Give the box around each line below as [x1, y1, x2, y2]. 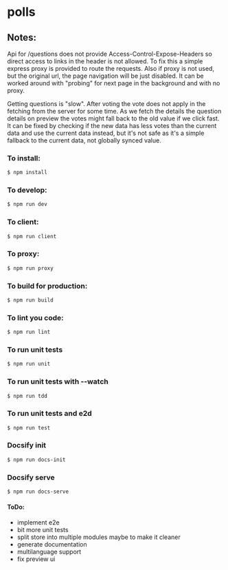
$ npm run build [7, 297, 54, 304]
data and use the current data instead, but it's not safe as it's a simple [7, 129, 205, 137]
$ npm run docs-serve [7, 488, 69, 496]
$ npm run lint [7, 328, 51, 336]
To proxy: [7, 249, 40, 259]
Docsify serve [7, 472, 55, 482]
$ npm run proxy [7, 264, 54, 272]
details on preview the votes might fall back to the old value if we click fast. [7, 114, 220, 123]
